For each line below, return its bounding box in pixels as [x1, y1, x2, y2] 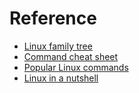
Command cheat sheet [23, 50, 119, 62]
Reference [9, 7, 97, 30]
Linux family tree [23, 40, 93, 52]
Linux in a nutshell [23, 72, 99, 84]
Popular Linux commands [23, 61, 129, 73]
